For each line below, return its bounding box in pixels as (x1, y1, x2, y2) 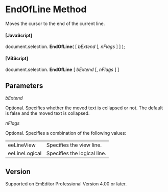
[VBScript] (5, 55, 29, 61)
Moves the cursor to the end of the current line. (5, 20, 105, 27)
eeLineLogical (8, 150, 42, 157)
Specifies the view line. (46, 141, 102, 149)
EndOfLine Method (5, 4, 87, 15)
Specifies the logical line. (46, 150, 106, 157)
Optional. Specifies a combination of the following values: (5, 130, 127, 136)
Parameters (5, 81, 43, 90)
